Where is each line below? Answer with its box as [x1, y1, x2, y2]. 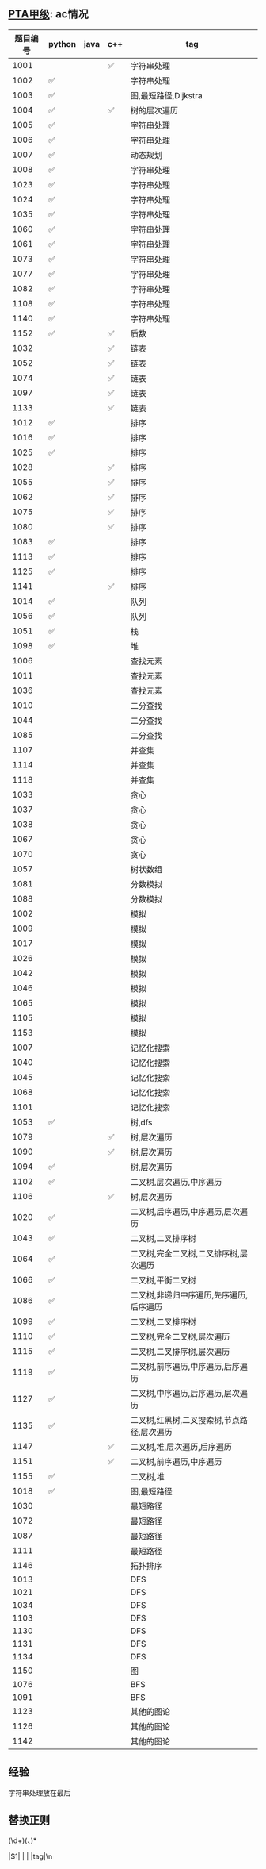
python [48, 38, 77, 49]
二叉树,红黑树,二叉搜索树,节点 [130, 1414, 240, 1425]
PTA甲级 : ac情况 [8, 7, 89, 21]
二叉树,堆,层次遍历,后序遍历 [130, 1441, 232, 1452]
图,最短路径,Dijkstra [130, 90, 203, 101]
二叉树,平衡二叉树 [130, 1275, 196, 1286]
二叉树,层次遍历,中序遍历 [130, 1176, 222, 1187]
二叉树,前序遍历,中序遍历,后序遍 [130, 1360, 248, 1371]
